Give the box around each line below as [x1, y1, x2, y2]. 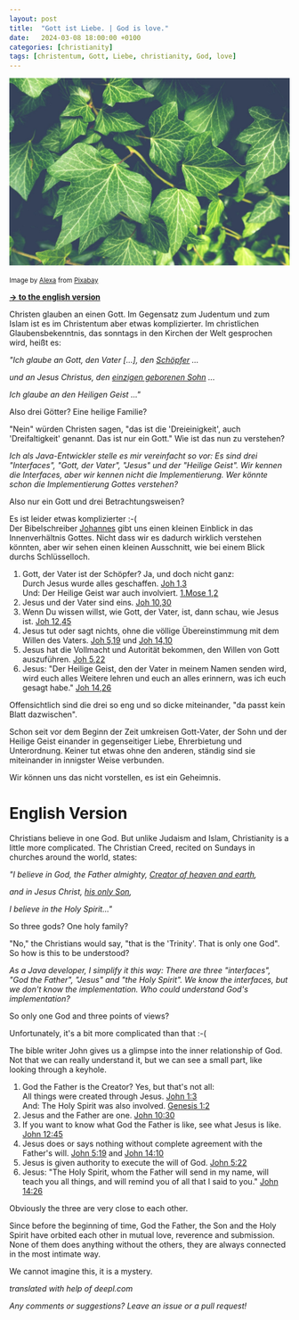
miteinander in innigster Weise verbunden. [9, 755, 165, 765]
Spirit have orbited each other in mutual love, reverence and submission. [9, 1229, 275, 1240]
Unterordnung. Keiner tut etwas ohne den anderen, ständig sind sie [9, 745, 256, 755]
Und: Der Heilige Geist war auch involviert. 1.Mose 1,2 [21, 587, 219, 598]
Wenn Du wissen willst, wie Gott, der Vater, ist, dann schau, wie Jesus [21, 606, 279, 617]
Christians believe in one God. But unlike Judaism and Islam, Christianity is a [9, 832, 289, 843]
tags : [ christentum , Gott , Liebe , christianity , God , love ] [9, 52, 238, 62]
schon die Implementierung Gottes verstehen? [9, 478, 179, 490]
